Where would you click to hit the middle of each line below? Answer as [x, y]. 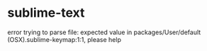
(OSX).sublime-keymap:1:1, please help [65, 39]
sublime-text [46, 13]
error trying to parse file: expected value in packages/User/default [104, 32]
